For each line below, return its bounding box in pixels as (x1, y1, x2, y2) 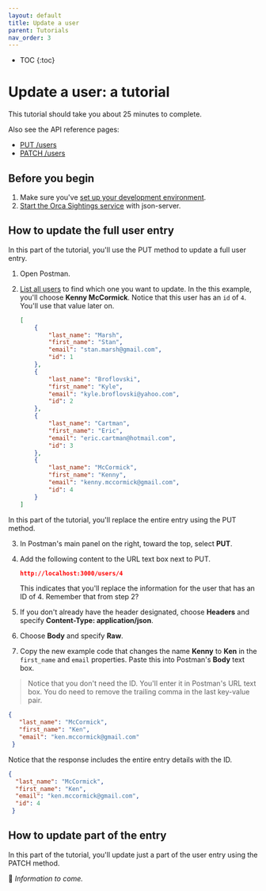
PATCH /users (19, 148, 66, 159)
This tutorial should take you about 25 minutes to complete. (8, 109, 202, 119)
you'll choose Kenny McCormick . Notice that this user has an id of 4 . (19, 293, 247, 302)
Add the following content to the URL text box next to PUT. (19, 554, 211, 564)
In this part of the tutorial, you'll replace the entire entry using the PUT (8, 514, 237, 524)
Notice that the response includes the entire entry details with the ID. (8, 755, 232, 764)
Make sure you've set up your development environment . (19, 193, 207, 202)
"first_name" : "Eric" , (48, 426, 123, 434)
